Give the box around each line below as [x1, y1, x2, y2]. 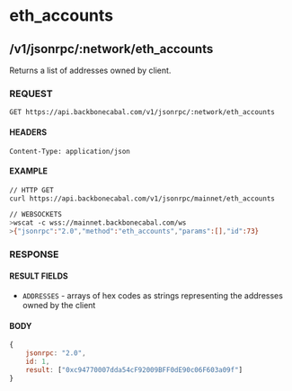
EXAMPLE [9, 165, 48, 176]
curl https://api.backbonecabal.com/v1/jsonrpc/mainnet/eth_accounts [9, 194, 276, 203]
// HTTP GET [9, 185, 54, 194]
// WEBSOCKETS [9, 210, 63, 219]
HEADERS [9, 127, 48, 138]
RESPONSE [9, 248, 59, 261]
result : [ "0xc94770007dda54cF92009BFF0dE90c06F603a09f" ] [25, 366, 243, 375]
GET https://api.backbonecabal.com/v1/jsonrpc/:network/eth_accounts [9, 108, 276, 117]
